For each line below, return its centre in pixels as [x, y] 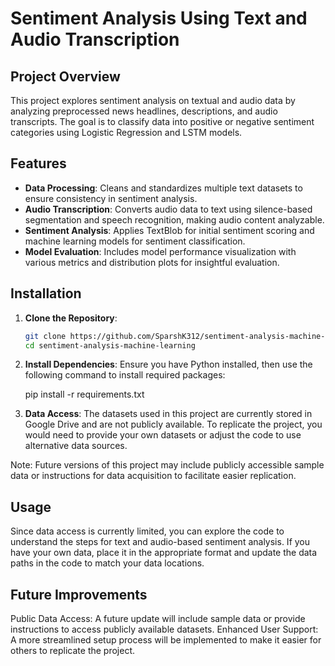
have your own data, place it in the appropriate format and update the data [164, 553]
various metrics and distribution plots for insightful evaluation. [152, 262]
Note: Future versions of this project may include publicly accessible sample [167, 465]
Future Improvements [79, 594]
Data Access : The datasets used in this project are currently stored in [168, 414]
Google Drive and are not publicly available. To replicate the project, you [173, 424]
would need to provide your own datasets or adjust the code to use [163, 435]
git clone [45, 336]
